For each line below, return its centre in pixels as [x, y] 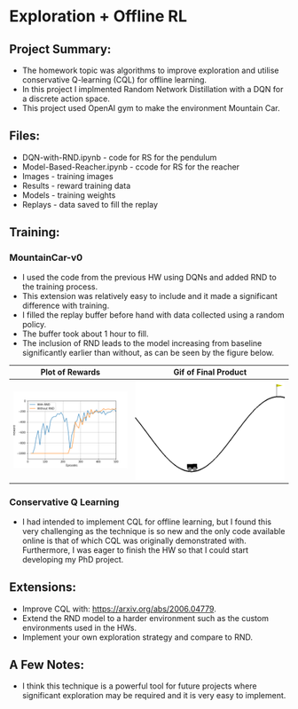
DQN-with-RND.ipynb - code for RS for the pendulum [119, 157]
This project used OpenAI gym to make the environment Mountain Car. [151, 108]
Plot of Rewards [70, 372]
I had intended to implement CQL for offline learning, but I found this [147, 522]
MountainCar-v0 [46, 257]
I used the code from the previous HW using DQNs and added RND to [149, 277]
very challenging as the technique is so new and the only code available [153, 531]
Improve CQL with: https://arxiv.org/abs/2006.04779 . [119, 609]
